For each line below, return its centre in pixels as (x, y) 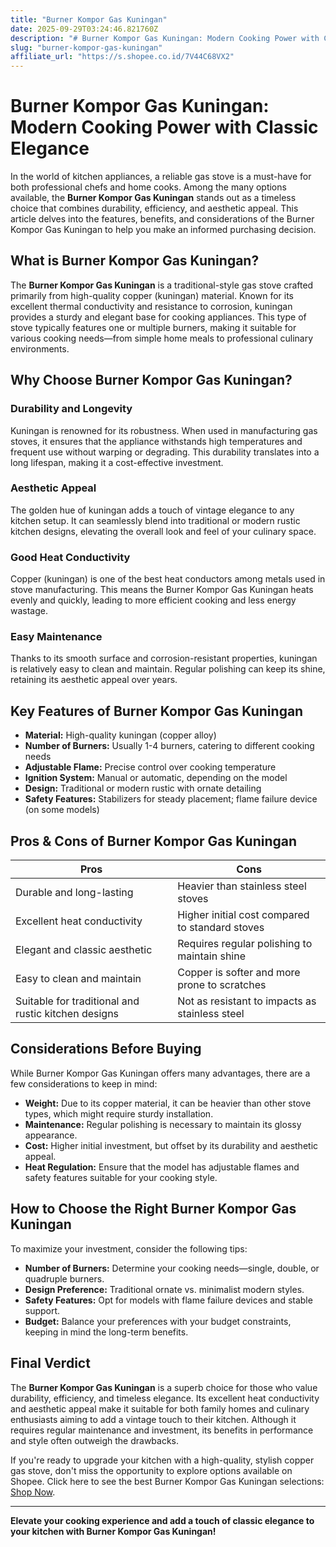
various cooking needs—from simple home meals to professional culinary (162, 338)
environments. (40, 348)
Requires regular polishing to (245, 944)
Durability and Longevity (71, 409)
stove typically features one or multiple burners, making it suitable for (153, 327)
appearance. (51, 1135)
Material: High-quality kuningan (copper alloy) (120, 735)
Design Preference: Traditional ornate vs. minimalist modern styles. (164, 1289)
